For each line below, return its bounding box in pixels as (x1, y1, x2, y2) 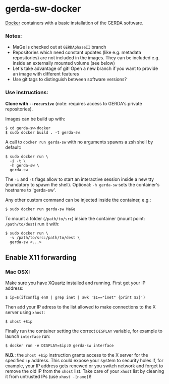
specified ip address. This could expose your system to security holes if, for (5, 358, 164, 364)
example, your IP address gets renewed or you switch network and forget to (5, 363, 163, 369)
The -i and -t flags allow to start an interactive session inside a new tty (5, 176, 154, 182)
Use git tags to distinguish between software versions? (12, 76, 127, 83)
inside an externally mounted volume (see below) (12, 60, 115, 66)
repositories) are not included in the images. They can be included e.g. (12, 55, 160, 61)
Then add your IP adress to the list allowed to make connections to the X (5, 304, 156, 310)
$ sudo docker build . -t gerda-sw (5, 130, 80, 135)
